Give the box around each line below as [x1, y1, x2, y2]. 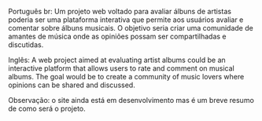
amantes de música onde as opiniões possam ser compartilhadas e [8, 31, 227, 41]
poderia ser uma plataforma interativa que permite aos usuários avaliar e [8, 15, 244, 24]
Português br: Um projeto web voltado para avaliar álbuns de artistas [8, 7, 232, 16]
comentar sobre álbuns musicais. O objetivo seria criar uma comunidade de [8, 24, 253, 32]
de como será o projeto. [8, 104, 87, 113]
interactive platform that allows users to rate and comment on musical [8, 64, 234, 73]
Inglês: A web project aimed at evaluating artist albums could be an [8, 55, 226, 64]
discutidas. [8, 40, 44, 49]
